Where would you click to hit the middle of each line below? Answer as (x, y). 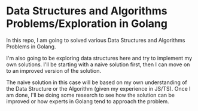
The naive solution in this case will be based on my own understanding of (97, 82)
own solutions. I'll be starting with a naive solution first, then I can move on (98, 64)
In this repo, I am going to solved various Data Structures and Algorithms (96, 40)
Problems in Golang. (31, 47)
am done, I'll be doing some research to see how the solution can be (91, 95)
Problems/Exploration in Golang (87, 24)
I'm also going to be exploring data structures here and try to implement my (99, 58)
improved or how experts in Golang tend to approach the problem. (88, 101)
